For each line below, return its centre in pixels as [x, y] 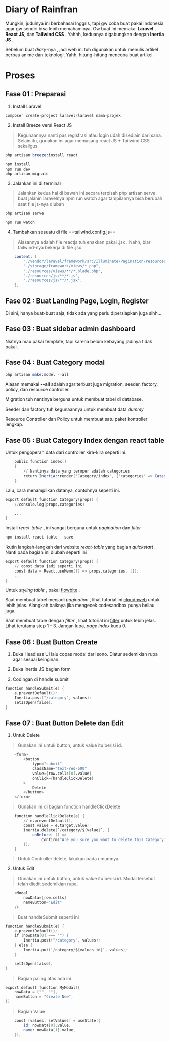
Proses [20, 75]
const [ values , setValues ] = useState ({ [57, 1021]
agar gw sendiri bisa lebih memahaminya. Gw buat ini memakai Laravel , [81, 28]
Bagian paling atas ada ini [44, 978]
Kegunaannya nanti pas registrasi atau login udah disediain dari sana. [90, 135]
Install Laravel [27, 106]
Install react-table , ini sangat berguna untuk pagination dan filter [73, 528]
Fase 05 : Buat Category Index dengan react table [85, 440]
